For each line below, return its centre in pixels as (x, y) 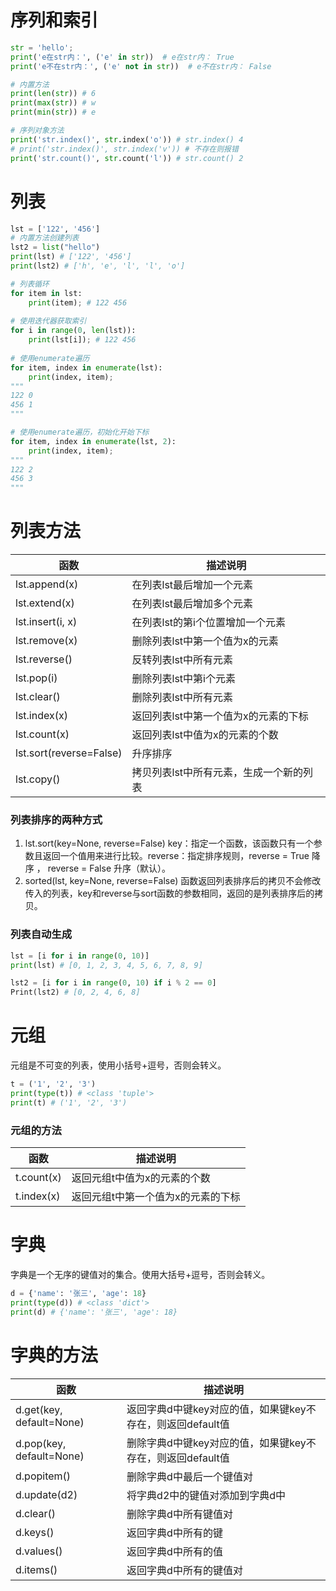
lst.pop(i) (36, 678)
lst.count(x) (42, 734)
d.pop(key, (41, 1443)
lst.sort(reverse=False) (69, 753)
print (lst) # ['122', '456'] (71, 257)
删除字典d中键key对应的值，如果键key (216, 1443)
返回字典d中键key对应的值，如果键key (216, 1409)
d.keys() (35, 1532)
